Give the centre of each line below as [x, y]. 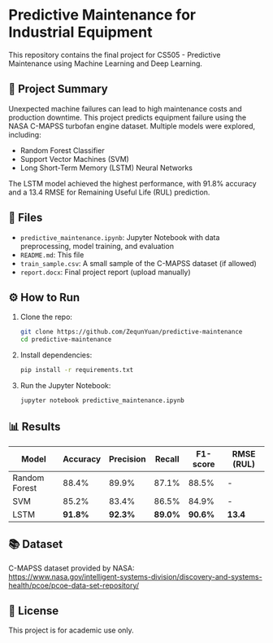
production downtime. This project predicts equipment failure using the [127, 117]
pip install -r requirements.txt [77, 370]
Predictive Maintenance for [102, 15]
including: [25, 134]
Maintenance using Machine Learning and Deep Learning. [106, 63]
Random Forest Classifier [62, 150]
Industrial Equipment [80, 32]
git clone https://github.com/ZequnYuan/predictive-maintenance [131, 332]
